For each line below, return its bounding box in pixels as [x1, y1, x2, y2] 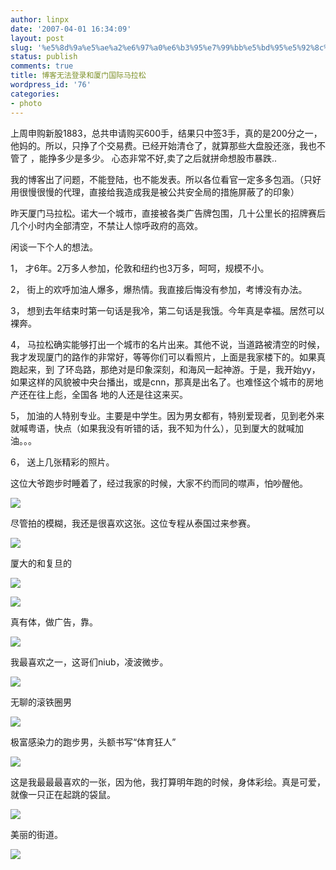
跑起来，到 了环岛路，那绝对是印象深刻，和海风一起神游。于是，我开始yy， [10, 363, 321, 375]
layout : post [10, 33, 65, 43]
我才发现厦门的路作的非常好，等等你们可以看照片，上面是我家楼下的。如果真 [10, 351, 326, 363]
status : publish [10, 52, 78, 62]
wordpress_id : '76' [10, 80, 92, 90]
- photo [10, 98, 43, 108]
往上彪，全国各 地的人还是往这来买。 [36, 388, 188, 400]
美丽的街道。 [10, 828, 63, 840]
